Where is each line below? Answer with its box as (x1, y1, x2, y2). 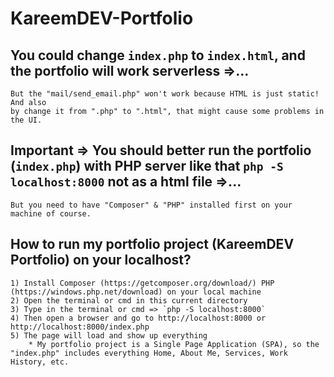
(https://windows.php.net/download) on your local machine (10, 287, 262, 297)
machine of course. (10, 208, 92, 219)
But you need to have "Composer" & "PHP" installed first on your (10, 200, 293, 210)
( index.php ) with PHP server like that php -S (10, 158, 284, 175)
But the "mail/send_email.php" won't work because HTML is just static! (10, 89, 320, 99)
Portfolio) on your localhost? (10, 252, 192, 269)
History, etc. (10, 357, 70, 367)
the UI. (10, 115, 43, 125)
